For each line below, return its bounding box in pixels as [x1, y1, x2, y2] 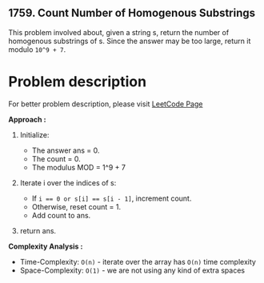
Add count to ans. [31, 210, 91, 220]
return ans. [19, 225, 57, 235]
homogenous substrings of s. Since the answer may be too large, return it [8, 36, 251, 46]
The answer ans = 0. [31, 145, 100, 155]
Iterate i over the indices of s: [19, 177, 117, 187]
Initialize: [19, 130, 50, 139]
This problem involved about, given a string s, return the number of [8, 27, 230, 37]
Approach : [8, 114, 46, 124]
